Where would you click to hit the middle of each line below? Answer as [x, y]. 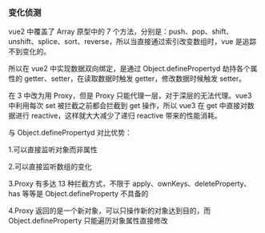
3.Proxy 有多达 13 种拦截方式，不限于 [70, 184]
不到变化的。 [29, 52]
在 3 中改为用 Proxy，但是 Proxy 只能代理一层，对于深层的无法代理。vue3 [130, 96]
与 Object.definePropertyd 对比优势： [70, 133]
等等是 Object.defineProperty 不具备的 [85, 194]
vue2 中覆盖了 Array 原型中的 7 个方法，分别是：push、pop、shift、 [121, 32]
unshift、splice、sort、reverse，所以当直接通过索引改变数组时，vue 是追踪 [132, 42]
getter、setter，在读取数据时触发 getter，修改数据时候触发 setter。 [135, 78]
